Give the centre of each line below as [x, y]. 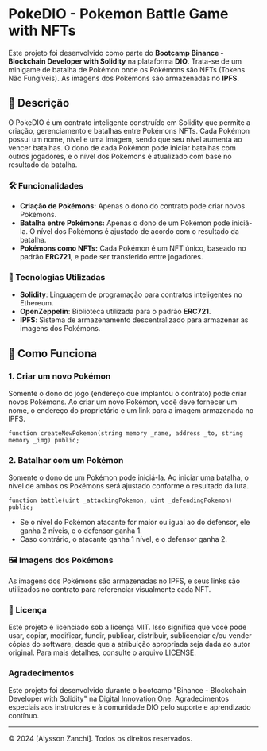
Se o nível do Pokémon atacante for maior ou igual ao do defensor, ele [135, 523]
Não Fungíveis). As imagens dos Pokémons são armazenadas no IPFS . [124, 78]
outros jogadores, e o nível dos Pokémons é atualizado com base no [120, 156]
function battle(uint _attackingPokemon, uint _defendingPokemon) [120, 501]
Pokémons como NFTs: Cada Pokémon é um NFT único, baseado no [133, 248]
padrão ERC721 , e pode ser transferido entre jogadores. [111, 257]
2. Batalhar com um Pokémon [66, 460]
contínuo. [24, 716]
